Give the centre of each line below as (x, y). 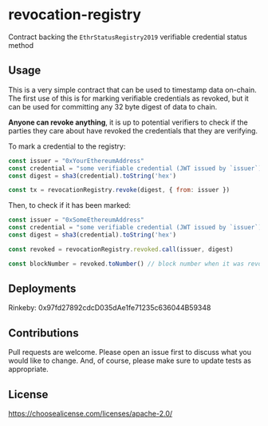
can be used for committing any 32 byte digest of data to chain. (113, 106)
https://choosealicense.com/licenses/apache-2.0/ (91, 414)
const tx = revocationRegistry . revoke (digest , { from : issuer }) (119, 190)
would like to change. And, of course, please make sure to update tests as (130, 360)
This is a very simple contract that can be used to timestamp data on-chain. (132, 90)
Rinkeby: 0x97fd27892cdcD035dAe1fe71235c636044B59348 (110, 308)
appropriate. (29, 369)
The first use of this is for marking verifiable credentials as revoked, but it (128, 98)
